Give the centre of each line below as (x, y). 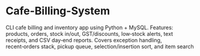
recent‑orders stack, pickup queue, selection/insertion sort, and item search (100, 46)
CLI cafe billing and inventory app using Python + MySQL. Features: (89, 27)
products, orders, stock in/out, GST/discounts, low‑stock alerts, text (89, 33)
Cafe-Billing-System (58, 11)
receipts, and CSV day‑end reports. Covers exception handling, (84, 40)
